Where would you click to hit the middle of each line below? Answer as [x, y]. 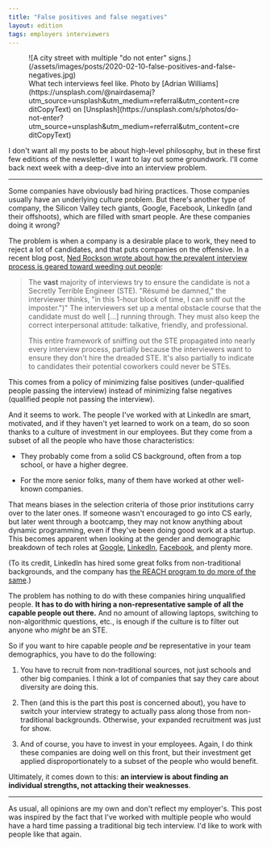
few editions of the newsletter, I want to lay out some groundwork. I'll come [133, 159]
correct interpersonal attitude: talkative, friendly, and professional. [138, 325]
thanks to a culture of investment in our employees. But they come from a [130, 432]
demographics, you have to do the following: [83, 654]
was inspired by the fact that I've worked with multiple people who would [130, 817]
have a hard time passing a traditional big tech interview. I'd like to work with [135, 826]
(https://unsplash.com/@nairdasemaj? [92, 92]
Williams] [204, 84]
